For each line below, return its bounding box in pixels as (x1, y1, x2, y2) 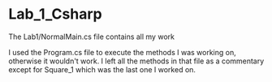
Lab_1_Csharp (8, 5, 103, 24)
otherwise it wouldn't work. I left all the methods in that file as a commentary (8, 56, 265, 66)
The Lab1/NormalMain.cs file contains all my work (8, 32, 175, 41)
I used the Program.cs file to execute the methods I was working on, (8, 47, 237, 57)
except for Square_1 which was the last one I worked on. (8, 64, 196, 74)
